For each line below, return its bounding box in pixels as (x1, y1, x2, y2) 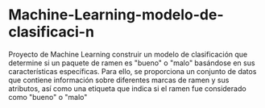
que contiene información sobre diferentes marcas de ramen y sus (8, 75, 230, 85)
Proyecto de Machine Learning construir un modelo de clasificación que (8, 49, 248, 59)
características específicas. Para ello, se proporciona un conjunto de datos (8, 66, 257, 76)
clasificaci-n (8, 23, 95, 41)
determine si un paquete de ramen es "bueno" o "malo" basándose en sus (8, 58, 255, 68)
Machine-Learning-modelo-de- (8, 6, 224, 24)
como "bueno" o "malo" (8, 92, 88, 102)
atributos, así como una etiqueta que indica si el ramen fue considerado (8, 83, 247, 93)
